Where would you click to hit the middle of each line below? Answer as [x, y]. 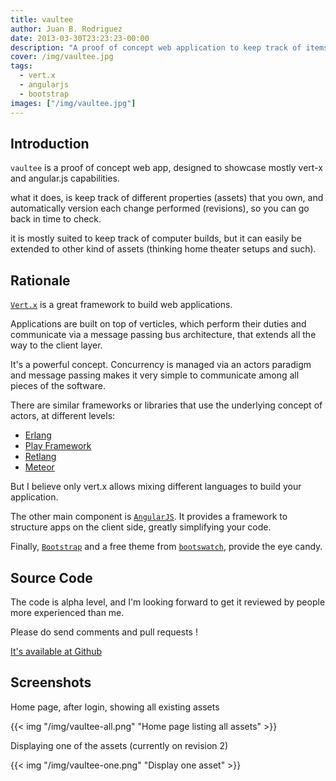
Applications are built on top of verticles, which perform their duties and [158, 324]
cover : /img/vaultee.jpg [62, 57]
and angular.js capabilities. [65, 178]
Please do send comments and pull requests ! [104, 632]
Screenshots [51, 682]
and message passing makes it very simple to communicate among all [155, 375]
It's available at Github [56, 651]
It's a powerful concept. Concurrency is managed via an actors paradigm [161, 365]
